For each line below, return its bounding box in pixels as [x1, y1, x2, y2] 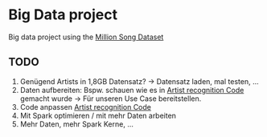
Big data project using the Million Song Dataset [8, 32, 164, 42]
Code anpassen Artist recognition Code [19, 102, 151, 111]
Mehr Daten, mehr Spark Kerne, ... [19, 119, 134, 129]
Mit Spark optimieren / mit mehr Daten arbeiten [19, 111, 177, 120]
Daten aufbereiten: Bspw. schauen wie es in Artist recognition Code [19, 85, 244, 95]
